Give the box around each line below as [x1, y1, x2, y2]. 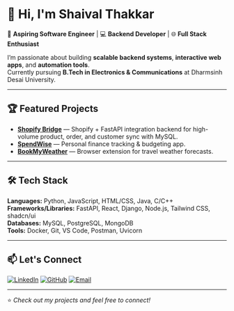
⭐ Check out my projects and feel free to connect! [7, 296, 151, 305]
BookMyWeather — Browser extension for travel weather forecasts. [17, 147, 214, 155]
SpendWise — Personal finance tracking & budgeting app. [17, 139, 186, 148]
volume [17, 132, 39, 141]
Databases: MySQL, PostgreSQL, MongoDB [7, 218, 134, 227]
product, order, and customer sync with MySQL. [40, 132, 178, 141]
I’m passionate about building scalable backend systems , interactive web [7, 53, 221, 61]
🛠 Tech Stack [7, 175, 68, 186]
